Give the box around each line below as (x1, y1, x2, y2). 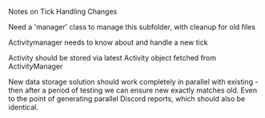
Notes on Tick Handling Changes (8, 7, 118, 16)
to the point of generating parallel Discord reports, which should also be (8, 94, 246, 103)
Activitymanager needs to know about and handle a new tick (8, 37, 208, 47)
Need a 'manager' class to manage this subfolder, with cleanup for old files (8, 22, 256, 31)
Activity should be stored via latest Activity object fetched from (8, 53, 217, 62)
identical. (8, 103, 38, 112)
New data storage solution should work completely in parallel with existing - (8, 77, 259, 86)
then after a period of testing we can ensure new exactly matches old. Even (8, 85, 258, 95)
